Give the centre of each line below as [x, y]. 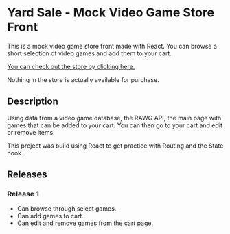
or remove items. [31, 132]
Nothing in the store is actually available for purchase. [83, 79]
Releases [27, 175]
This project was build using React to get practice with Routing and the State [115, 146]
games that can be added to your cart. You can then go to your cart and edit [115, 125]
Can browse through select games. [67, 209]
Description [33, 102]
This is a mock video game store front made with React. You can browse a [112, 46]
